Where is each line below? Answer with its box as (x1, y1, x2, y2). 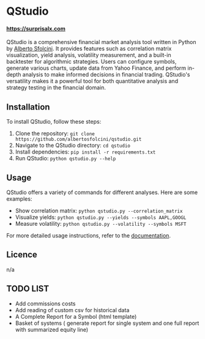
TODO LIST (6, 283, 50, 294)
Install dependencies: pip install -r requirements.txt (15, 148, 156, 155)
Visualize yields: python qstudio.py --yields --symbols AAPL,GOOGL (15, 214, 187, 221)
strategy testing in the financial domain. (6, 84, 106, 91)
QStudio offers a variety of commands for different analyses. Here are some (6, 188, 198, 196)
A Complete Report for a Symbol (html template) (15, 313, 137, 320)
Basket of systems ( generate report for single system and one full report (15, 319, 199, 327)
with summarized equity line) (15, 326, 89, 333)
